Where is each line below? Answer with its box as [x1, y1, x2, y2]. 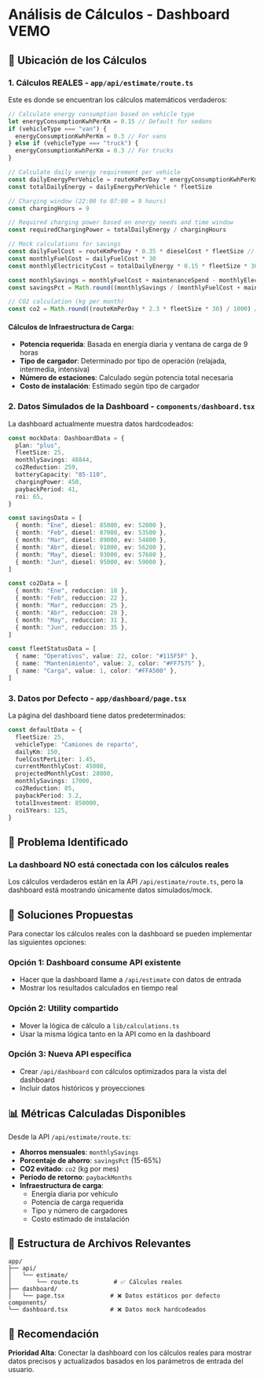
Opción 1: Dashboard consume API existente [8, 957, 181, 968]
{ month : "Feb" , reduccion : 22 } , [15, 594, 128, 603]
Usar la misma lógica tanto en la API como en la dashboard [19, 1029, 211, 1039]
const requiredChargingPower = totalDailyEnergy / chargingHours [8, 226, 226, 234]
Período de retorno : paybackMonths [19, 1172, 132, 1182]
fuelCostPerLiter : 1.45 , [15, 755, 97, 763]
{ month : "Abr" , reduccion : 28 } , [15, 608, 128, 617]
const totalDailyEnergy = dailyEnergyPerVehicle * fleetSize [8, 183, 213, 190]
